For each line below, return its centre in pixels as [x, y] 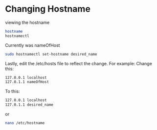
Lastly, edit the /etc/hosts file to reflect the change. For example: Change [79, 63]
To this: [12, 92]
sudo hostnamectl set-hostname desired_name [51, 54]
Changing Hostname [48, 9]
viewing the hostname [27, 22]
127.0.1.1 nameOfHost [27, 82]
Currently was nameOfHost [33, 45]
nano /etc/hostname [25, 123]
